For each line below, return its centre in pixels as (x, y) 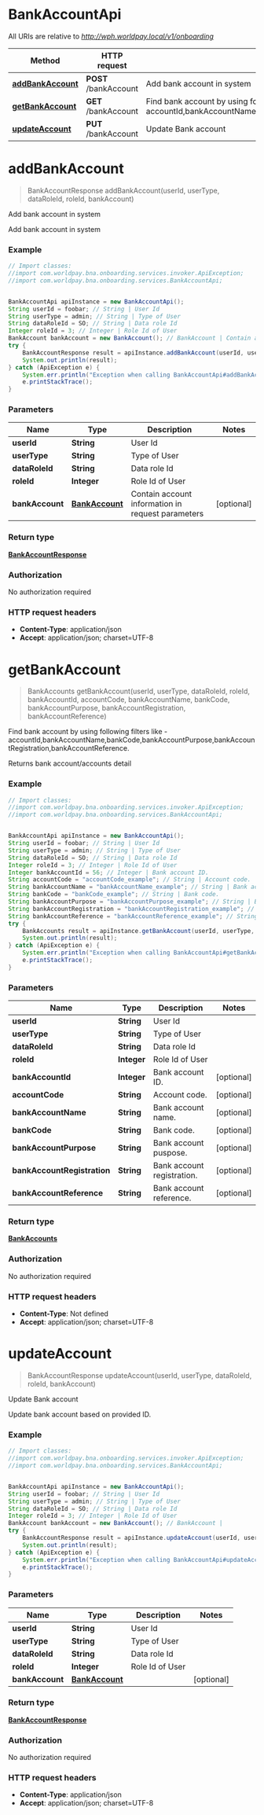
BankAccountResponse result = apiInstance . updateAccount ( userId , (132, 1538)
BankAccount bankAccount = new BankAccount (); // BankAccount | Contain (130, 338)
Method (45, 61)
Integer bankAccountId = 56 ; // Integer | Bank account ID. (109, 873)
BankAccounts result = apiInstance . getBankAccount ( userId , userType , (139, 931)
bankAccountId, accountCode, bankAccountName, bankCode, (128, 700)
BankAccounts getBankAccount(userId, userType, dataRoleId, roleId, (138, 691)
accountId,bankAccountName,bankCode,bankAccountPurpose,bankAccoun (132, 740)
